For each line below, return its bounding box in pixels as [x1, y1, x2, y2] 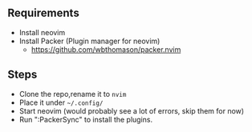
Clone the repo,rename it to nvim [18, 89, 127, 98]
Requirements [7, 6, 79, 20]
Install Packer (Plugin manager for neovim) [18, 36, 161, 46]
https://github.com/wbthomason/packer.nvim [30, 44, 181, 54]
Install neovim [18, 27, 66, 37]
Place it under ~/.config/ [18, 98, 104, 107]
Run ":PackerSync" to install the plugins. [18, 114, 153, 124]
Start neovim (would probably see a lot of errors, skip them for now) [18, 106, 245, 115]
